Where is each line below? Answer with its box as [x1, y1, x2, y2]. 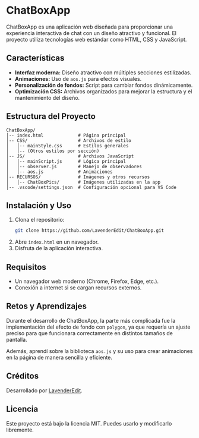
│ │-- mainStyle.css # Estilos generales [6, 143, 129, 149]
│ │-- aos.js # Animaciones [6, 169, 113, 175]
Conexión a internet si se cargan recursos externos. [14, 284, 142, 291]
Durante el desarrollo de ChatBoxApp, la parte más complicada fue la [6, 317, 176, 324]
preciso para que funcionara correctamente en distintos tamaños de [6, 329, 173, 336]
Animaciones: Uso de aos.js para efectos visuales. [14, 75, 142, 82]
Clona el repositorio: [14, 216, 65, 223]
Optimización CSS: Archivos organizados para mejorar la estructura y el [14, 87, 192, 95]
